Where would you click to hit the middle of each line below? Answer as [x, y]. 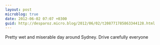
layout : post [18, 10]
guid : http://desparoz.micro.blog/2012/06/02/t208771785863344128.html [80, 23]
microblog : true [22, 14]
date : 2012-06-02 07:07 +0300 [36, 19]
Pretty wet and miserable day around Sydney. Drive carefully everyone [77, 37]
